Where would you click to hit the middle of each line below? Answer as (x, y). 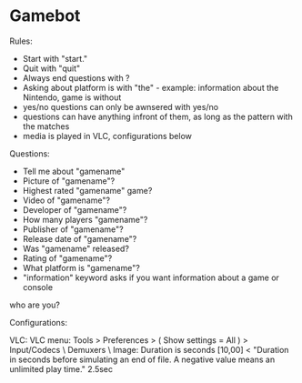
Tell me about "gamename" (74, 171)
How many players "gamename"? (85, 219)
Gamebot (45, 16)
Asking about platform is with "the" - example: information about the (151, 87)
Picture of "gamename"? (69, 181)
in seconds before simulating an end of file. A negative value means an (142, 359)
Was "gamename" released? (76, 248)
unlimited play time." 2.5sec (61, 368)
